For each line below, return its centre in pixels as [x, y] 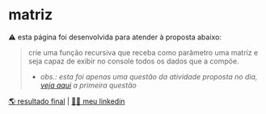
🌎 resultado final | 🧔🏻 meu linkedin [67, 101]
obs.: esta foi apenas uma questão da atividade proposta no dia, [149, 76]
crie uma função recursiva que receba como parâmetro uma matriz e [143, 52]
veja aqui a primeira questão [89, 85]
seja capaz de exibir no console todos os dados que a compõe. [134, 61]
